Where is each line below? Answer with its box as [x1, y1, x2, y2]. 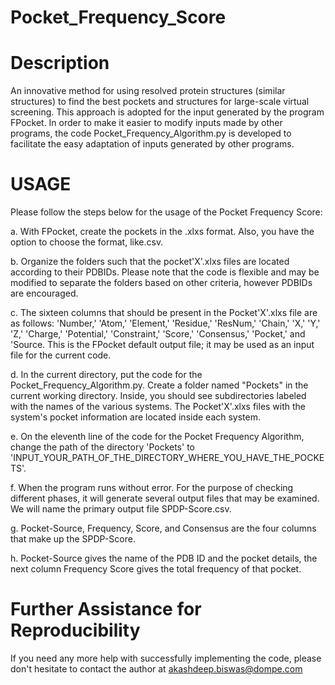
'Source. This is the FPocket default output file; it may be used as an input [10, 339, 315, 351]
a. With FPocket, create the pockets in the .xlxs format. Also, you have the [10, 226, 315, 238]
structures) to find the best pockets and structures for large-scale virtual [10, 96, 310, 108]
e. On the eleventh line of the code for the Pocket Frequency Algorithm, [10, 431, 305, 443]
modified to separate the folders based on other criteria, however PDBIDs [10, 277, 313, 289]
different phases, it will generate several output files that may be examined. [10, 492, 320, 505]
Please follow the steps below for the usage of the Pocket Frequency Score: [10, 206, 323, 218]
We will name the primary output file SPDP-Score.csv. [10, 503, 232, 515]
